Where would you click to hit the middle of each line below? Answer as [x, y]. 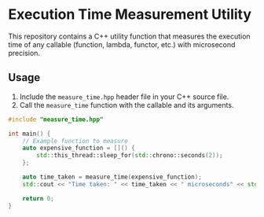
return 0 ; [38, 198]
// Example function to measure [75, 141]
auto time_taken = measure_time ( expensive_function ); [112, 177]
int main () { [29, 134]
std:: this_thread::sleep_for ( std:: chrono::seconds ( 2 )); [130, 156]
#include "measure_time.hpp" [56, 120]
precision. [24, 53]
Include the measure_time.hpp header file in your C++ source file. [124, 97]
